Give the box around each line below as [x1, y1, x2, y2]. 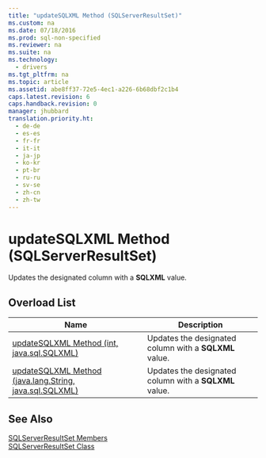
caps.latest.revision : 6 [8, 93, 90, 101]
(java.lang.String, [12, 376, 75, 387]
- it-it [15, 144, 41, 152]
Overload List [8, 296, 76, 309]
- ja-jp [15, 151, 41, 159]
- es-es [15, 129, 41, 137]
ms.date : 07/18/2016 [8, 26, 77, 34]
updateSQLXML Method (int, [12, 338, 119, 349]
